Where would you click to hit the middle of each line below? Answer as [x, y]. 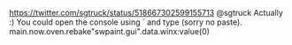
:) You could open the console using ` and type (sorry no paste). [126, 22]
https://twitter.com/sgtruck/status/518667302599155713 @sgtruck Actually [146, 13]
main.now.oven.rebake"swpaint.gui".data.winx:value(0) [110, 31]
